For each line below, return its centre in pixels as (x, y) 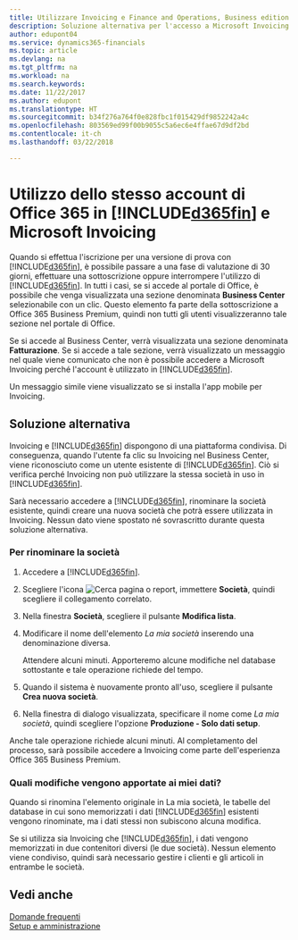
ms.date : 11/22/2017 (48, 92)
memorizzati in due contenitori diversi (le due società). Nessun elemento (143, 848)
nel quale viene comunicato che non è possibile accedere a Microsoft (137, 359)
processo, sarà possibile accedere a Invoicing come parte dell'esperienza (145, 750)
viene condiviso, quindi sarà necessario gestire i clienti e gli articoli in (137, 858)
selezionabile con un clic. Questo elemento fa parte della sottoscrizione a (144, 304)
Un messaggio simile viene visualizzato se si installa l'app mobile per (136, 386)
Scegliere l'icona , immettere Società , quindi (148, 589)
